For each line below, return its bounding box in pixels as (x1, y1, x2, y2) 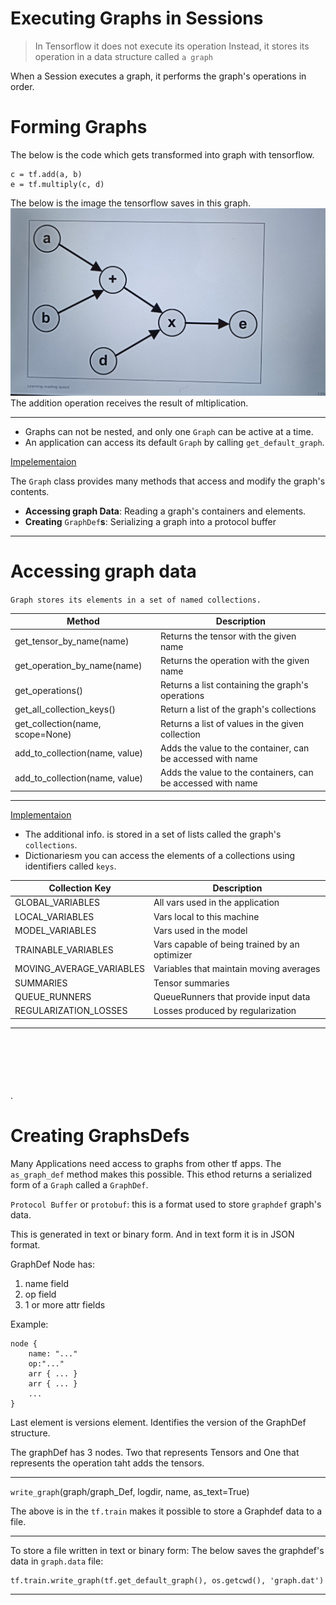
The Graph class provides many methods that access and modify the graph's (10, 475, 326, 487)
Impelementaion (10, 455, 77, 467)
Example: (10, 1318, 49, 1330)
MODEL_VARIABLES (14, 924, 97, 936)
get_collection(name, (14, 717, 102, 729)
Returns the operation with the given (159, 654, 310, 666)
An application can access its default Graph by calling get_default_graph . (24, 436, 325, 448)
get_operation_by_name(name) (14, 660, 143, 672)
